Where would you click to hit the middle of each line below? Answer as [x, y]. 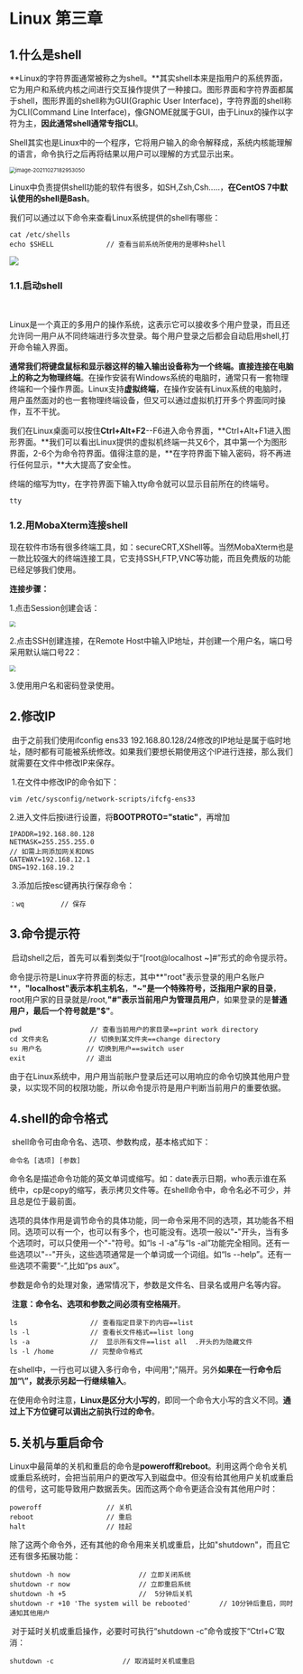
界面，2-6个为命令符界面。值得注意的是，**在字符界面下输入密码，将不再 [147, 454]
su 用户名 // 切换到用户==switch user [97, 1049]
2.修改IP [32, 716]
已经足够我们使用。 [45, 569]
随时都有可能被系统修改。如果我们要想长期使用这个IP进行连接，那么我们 [159, 751]
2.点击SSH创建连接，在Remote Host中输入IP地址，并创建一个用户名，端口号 [151, 641]
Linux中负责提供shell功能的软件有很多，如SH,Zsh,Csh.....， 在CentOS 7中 [145, 187]
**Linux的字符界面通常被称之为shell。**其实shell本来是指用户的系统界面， [148, 78]
